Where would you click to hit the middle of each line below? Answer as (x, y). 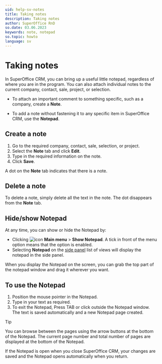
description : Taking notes (32, 19)
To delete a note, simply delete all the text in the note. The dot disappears (78, 198)
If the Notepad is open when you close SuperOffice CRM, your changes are (81, 351)
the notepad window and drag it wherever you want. (57, 270)
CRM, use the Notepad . (36, 119)
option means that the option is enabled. (52, 245)
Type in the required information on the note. (57, 156)
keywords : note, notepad (30, 32)
